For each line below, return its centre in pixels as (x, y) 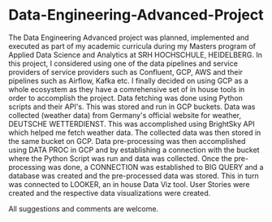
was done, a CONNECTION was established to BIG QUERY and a (155, 167)
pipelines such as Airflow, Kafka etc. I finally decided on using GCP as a (129, 81)
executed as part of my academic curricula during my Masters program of (132, 46)
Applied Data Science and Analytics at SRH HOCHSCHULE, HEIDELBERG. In (135, 54)
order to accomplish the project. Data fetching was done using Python (126, 98)
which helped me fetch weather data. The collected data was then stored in (135, 133)
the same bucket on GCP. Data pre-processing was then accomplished (127, 141)
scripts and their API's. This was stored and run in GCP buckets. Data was (132, 107)
